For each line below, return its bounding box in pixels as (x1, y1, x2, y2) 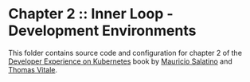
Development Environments (8, 21, 197, 40)
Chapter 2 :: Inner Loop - (8, 5, 174, 23)
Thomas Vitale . (8, 64, 58, 74)
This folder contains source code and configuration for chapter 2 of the (8, 48, 243, 57)
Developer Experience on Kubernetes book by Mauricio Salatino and (8, 57, 232, 66)
